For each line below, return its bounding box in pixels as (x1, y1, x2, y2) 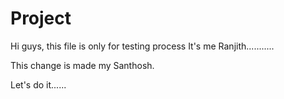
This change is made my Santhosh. (10, 59, 155, 71)
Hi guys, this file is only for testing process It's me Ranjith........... (10, 40, 275, 52)
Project (10, 7, 72, 30)
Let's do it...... (10, 78, 67, 91)
